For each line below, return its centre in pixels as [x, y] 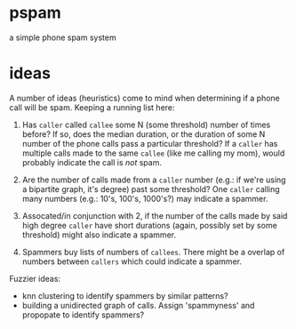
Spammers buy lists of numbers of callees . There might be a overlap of [153, 252]
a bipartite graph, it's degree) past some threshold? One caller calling [151, 189]
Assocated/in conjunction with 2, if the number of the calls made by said [155, 215]
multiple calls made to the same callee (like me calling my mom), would [153, 153]
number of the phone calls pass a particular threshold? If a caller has [150, 143]
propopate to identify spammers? [83, 315]
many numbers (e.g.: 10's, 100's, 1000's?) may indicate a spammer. [145, 198]
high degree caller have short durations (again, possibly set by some [149, 225]
